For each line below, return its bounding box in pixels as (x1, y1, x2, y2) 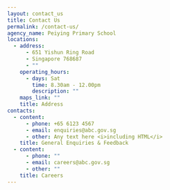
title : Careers (19, 172, 64, 179)
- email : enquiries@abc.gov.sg (25, 127, 117, 134)
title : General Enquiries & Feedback (19, 140, 129, 147)
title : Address (19, 101, 64, 108)
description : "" (32, 88, 79, 95)
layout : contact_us (7, 10, 64, 17)
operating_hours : (19, 68, 70, 75)
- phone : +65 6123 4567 (25, 120, 95, 127)
